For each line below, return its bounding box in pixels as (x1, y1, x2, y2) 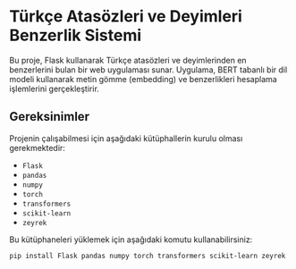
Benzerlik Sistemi (9, 25, 142, 46)
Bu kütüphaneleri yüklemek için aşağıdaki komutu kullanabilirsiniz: (9, 234, 253, 245)
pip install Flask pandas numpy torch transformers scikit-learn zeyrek (9, 251, 286, 260)
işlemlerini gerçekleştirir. (9, 83, 100, 94)
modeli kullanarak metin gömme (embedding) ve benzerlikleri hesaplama (9, 73, 277, 84)
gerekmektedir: (9, 142, 65, 153)
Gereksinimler (9, 109, 90, 124)
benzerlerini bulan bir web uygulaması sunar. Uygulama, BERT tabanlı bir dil (9, 64, 288, 75)
